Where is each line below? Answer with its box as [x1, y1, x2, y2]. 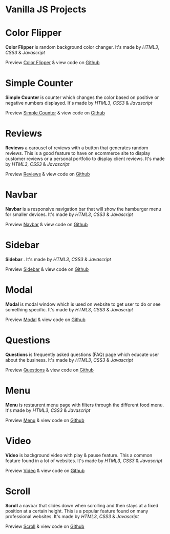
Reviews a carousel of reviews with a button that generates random [5, 145, 148, 151]
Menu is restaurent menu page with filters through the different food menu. [5, 402, 164, 408]
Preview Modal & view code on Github [5, 317, 86, 323]
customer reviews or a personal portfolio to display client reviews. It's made [5, 155, 165, 162]
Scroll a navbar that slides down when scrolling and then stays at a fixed [5, 502, 159, 508]
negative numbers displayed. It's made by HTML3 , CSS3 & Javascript [5, 100, 153, 106]
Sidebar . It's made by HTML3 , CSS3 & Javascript [5, 256, 112, 262]
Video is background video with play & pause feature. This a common [5, 452, 153, 458]
